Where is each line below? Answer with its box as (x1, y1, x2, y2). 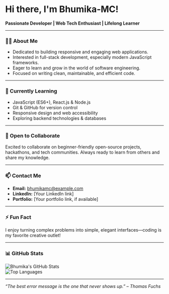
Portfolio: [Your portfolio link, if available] (12, 196, 99, 202)
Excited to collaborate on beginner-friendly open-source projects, (5, 143, 142, 150)
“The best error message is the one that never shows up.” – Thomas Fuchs (5, 283, 161, 289)
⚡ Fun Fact (5, 214, 32, 221)
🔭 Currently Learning (5, 88, 57, 95)
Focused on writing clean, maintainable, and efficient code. (12, 70, 136, 77)
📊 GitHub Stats (5, 250, 44, 257)
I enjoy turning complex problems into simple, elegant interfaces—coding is (5, 227, 162, 233)
